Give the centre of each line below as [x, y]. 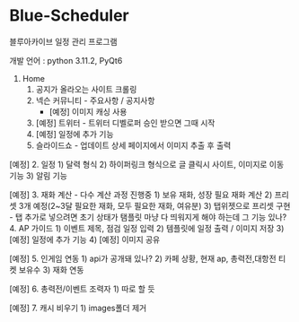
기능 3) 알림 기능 [38, 175]
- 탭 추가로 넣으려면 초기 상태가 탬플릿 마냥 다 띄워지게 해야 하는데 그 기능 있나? [148, 217]
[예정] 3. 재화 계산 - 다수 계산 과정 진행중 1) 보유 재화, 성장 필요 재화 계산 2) [141, 195]
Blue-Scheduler [69, 16]
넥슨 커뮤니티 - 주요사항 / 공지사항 [95, 100]
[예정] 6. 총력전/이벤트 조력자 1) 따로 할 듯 [82, 289]
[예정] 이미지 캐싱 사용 [88, 111]
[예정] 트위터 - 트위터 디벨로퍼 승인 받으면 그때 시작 [125, 123]
